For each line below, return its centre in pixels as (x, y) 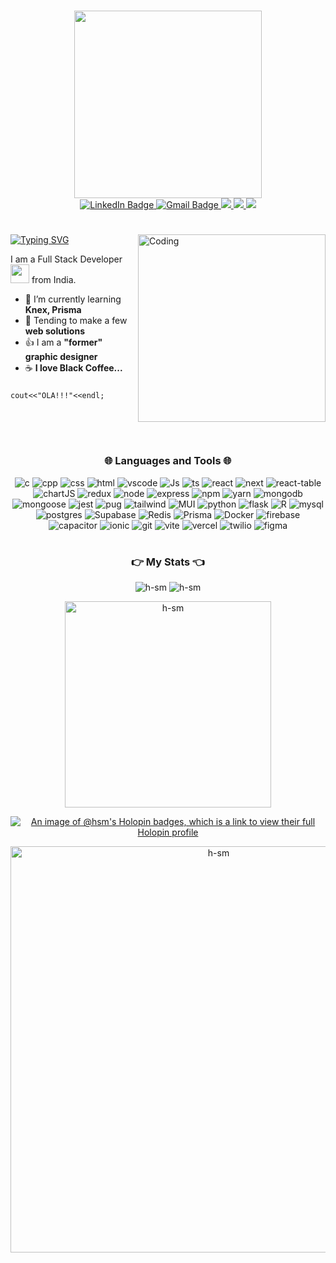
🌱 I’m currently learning (73, 299)
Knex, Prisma (53, 310)
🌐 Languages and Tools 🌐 (168, 461)
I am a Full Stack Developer (66, 259)
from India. (54, 280)
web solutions (54, 331)
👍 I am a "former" (63, 342)
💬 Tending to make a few (76, 321)
